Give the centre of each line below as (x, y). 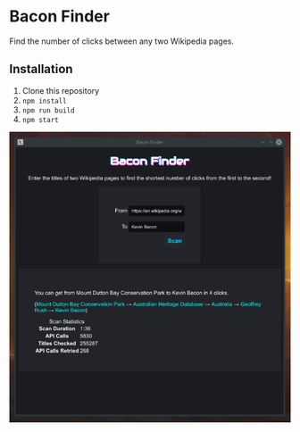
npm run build (48, 110)
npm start (41, 120)
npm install (44, 101)
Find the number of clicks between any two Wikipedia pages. (122, 41)
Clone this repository (61, 90)
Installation (41, 69)
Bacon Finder (59, 17)
